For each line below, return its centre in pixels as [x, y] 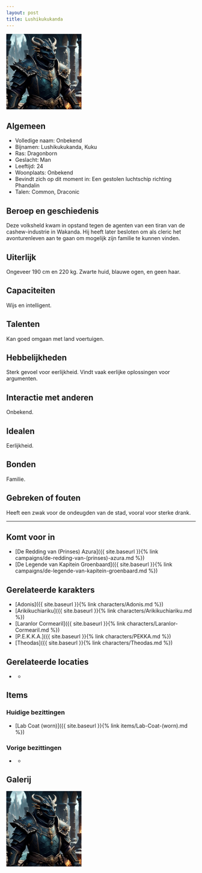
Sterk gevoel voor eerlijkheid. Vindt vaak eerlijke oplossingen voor [88, 372]
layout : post [23, 13]
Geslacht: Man [33, 160]
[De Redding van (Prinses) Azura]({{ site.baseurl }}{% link [87, 551]
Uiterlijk [21, 257]
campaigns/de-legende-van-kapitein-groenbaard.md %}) [86, 571]
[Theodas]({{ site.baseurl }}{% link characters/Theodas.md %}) [94, 643]
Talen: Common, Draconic [47, 192]
